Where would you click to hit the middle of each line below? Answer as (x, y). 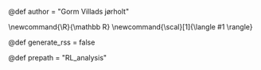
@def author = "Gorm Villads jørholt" (69, 12)
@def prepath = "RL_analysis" (58, 58)
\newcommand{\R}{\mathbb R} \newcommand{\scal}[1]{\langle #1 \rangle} (130, 27)
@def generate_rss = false (52, 42)
